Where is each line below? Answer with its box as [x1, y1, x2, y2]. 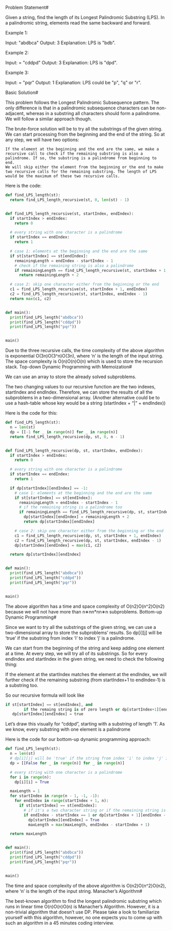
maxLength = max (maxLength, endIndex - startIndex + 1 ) [28, 822, 150, 827]
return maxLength [10, 831, 47, 836]
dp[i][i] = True [14, 779, 50, 785]
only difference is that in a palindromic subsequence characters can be [5, 105, 156, 111]
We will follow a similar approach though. [5, 116, 92, 122]
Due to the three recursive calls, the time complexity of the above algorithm [5, 347, 165, 353]
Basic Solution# [5, 89, 38, 96]
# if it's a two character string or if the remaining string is [24, 808, 166, 813]
